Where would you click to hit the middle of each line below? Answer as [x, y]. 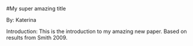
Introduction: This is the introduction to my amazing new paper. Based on [96, 31]
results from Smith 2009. [37, 37]
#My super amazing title [36, 9]
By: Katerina [21, 20]
